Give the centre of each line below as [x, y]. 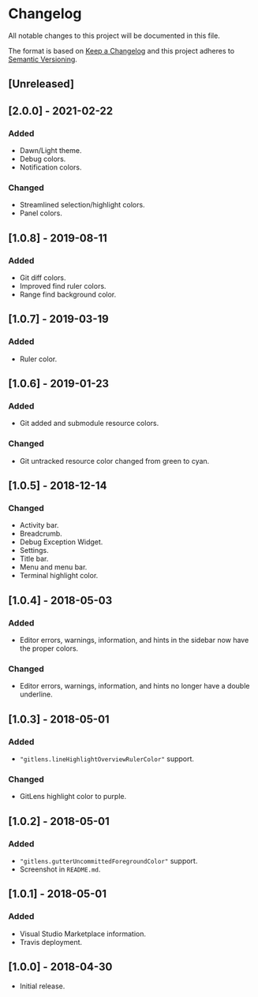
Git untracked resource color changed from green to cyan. [114, 461]
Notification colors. [50, 167]
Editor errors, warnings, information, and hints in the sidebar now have [134, 640]
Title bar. [34, 559]
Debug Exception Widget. [61, 542]
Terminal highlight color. [59, 576]
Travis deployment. [51, 942]
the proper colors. [49, 648]
